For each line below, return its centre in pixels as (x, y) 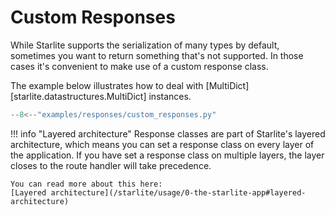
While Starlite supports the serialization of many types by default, (145, 45)
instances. (170, 96)
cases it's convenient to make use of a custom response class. (139, 66)
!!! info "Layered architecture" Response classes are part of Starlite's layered (168, 133)
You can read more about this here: (86, 184)
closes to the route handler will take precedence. (111, 165)
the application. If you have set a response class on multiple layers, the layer (167, 155)
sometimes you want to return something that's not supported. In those (157, 55)
